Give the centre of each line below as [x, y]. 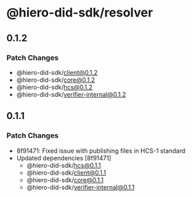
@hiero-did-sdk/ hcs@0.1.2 [54, 87]
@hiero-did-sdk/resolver [80, 13]
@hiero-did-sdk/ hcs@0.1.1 [64, 165]
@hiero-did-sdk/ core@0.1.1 [65, 179]
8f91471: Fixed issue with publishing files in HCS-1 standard [101, 151]
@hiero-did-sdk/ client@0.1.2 [57, 72]
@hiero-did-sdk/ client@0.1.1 [66, 173]
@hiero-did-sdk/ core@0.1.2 [56, 80]
